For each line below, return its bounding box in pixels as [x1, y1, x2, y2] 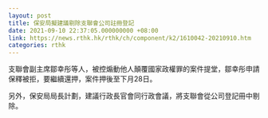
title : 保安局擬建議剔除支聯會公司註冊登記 [8, 19, 135, 27]
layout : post [8, 11, 52, 20]
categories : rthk [8, 41, 66, 49]
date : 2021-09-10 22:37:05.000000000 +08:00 [8, 26, 159, 34]
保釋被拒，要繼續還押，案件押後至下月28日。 [8, 74, 157, 84]
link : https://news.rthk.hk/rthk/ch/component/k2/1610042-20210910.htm [8, 33, 251, 42]
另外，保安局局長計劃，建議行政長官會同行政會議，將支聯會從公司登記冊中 [8, 91, 253, 100]
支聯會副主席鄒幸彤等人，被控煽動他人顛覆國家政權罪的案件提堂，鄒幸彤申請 [8, 65, 260, 74]
